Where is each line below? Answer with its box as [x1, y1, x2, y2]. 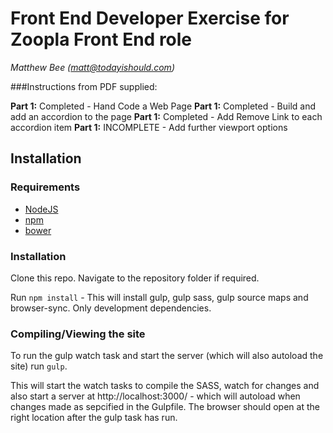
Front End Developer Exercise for [10, 7, 290, 30]
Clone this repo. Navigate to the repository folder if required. [10, 272, 260, 284]
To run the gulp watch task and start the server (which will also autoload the [10, 350, 324, 362]
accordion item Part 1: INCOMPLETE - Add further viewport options [10, 121, 288, 133]
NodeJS [24, 203, 59, 215]
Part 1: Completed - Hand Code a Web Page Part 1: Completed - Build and [10, 100, 317, 112]
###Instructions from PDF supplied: [10, 80, 158, 92]
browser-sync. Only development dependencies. [10, 302, 212, 314]
